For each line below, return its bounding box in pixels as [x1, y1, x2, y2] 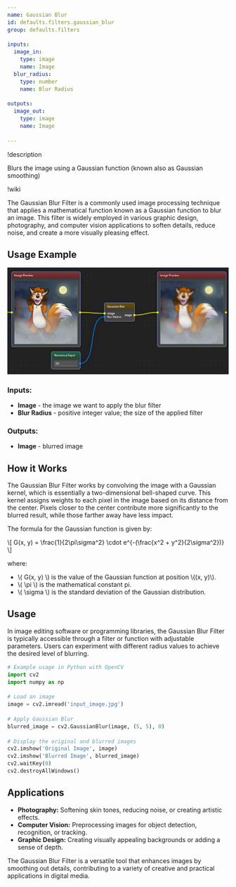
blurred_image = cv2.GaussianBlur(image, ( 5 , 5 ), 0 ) [7, 723, 165, 730]
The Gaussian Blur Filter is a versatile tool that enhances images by [7, 856, 202, 865]
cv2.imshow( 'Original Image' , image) [7, 745, 118, 752]
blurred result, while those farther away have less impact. [7, 511, 173, 519]
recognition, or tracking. [17, 828, 88, 836]
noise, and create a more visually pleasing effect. [7, 228, 150, 237]
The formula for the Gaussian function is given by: [7, 524, 152, 533]
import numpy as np [7, 678, 65, 685]
